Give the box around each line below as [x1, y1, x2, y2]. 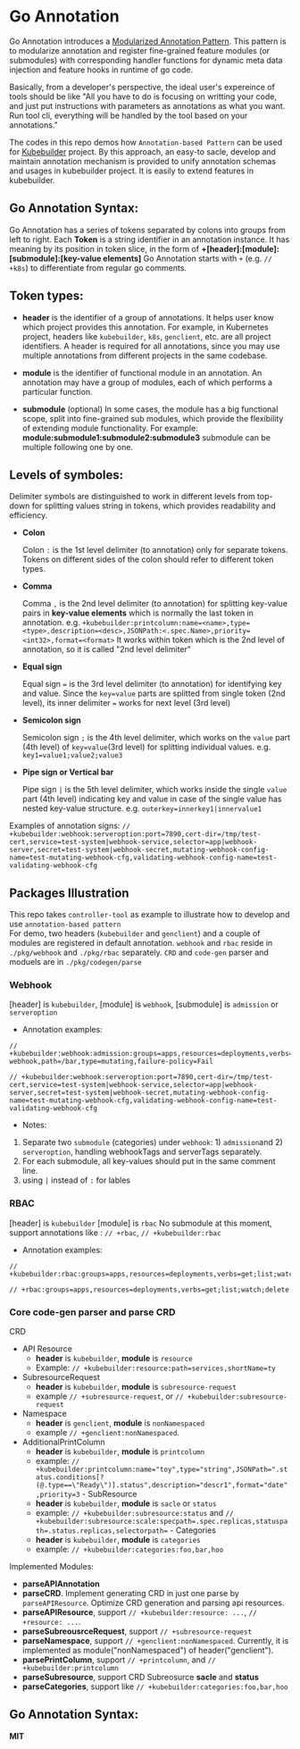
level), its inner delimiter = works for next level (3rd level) [21, 698, 231, 708]
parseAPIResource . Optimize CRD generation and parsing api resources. [21, 1597, 285, 1609]
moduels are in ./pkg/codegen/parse [9, 957, 143, 967]
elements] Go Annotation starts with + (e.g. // [102, 253, 272, 264]
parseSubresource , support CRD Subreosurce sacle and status [21, 1672, 259, 1683]
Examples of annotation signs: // [9, 820, 131, 832]
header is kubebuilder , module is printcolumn [35, 1446, 205, 1457]
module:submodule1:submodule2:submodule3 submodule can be [21, 431, 271, 443]
